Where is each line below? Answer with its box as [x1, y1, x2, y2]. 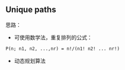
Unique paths [5, 5, 57, 15]
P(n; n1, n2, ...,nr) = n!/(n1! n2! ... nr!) [5, 46, 120, 52]
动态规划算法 [14, 57, 46, 64]
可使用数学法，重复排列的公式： [14, 34, 92, 41]
